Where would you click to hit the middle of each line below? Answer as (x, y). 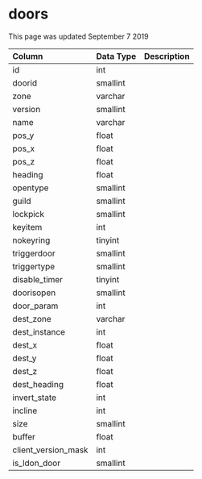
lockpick (28, 214)
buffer (24, 436)
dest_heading (38, 384)
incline (25, 410)
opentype (31, 188)
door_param (35, 306)
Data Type (116, 56)
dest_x (25, 345)
